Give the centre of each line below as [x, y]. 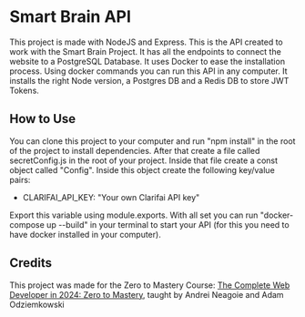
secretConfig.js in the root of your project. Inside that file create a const [144, 160]
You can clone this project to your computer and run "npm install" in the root [152, 141]
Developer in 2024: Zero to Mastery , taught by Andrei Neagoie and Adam [147, 294]
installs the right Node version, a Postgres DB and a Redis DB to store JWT [149, 80]
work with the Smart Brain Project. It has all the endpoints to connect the [146, 51]
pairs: [20, 179]
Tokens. [24, 90]
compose [27, 224]
